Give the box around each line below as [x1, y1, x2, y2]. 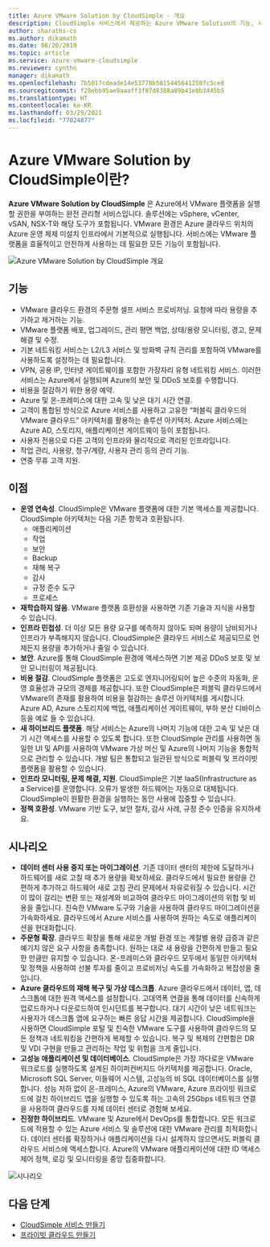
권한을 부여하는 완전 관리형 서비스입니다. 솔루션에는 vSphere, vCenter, [16, 208, 239, 218]
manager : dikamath [8, 72, 70, 80]
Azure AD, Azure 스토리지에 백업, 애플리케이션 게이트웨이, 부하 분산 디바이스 [19, 703, 262, 713]
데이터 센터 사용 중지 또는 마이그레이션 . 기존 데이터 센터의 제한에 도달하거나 [19, 863, 255, 872]
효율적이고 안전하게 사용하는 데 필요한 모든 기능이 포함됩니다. [29, 239, 221, 248]
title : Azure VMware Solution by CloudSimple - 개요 [8, 11, 186, 20]
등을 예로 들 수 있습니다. [19, 713, 96, 724]
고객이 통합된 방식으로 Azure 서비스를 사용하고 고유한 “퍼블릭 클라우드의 [19, 405, 247, 415]
